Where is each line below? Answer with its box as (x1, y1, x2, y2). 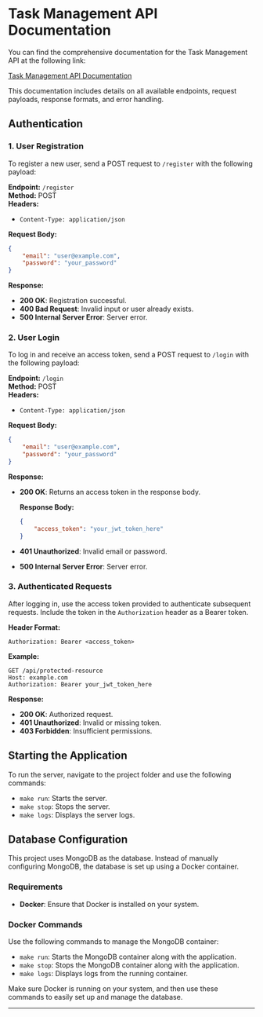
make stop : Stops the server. (19, 802, 111, 811)
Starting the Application (8, 749, 128, 763)
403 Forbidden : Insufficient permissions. (19, 726, 153, 735)
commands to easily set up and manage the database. (8, 993, 183, 1002)
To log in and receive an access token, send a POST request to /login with (8, 350, 249, 360)
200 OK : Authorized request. (19, 709, 113, 719)
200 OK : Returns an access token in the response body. (19, 487, 201, 496)
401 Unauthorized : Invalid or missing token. (19, 718, 162, 727)
